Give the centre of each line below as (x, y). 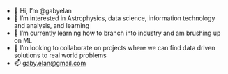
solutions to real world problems (60, 55)
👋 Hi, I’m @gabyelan (43, 11)
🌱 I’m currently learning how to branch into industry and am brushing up (117, 33)
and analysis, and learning (52, 25)
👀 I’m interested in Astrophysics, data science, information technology (114, 18)
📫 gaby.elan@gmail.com (50, 63)
